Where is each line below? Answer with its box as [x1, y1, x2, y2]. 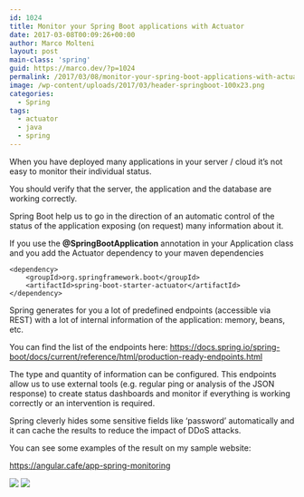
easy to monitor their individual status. [9, 165, 152, 177]
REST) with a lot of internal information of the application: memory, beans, [9, 314, 285, 325]
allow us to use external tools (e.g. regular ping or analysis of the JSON [9, 378, 275, 389]
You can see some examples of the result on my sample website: [9, 442, 252, 453]
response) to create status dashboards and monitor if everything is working [9, 387, 291, 399]
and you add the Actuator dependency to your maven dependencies [9, 247, 264, 258]
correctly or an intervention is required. [9, 397, 156, 408]
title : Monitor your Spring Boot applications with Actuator [9, 22, 245, 31]
